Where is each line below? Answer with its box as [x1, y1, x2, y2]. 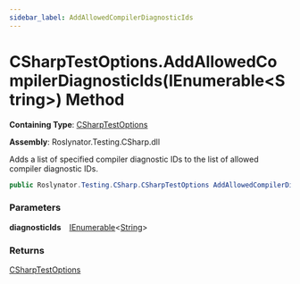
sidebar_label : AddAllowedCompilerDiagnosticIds [9, 13, 194, 22]
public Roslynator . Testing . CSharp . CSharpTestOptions [9, 180, 210, 189]
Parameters [9, 202, 61, 214]
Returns [9, 244, 45, 256]
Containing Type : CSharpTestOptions [9, 119, 148, 129]
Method [65, 89, 125, 110]
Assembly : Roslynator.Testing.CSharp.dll [9, 136, 161, 147]
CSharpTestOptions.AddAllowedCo [9, 51, 278, 71]
